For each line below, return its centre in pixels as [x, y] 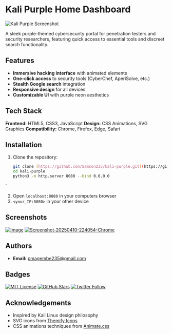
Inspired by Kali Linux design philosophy [55, 315]
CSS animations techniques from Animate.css [61, 326]
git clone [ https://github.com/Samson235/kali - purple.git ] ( [78, 167]
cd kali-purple [29, 171]
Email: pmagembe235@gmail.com [49, 258]
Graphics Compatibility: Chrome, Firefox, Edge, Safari [63, 129]
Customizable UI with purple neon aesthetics [61, 95]
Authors [19, 246]
